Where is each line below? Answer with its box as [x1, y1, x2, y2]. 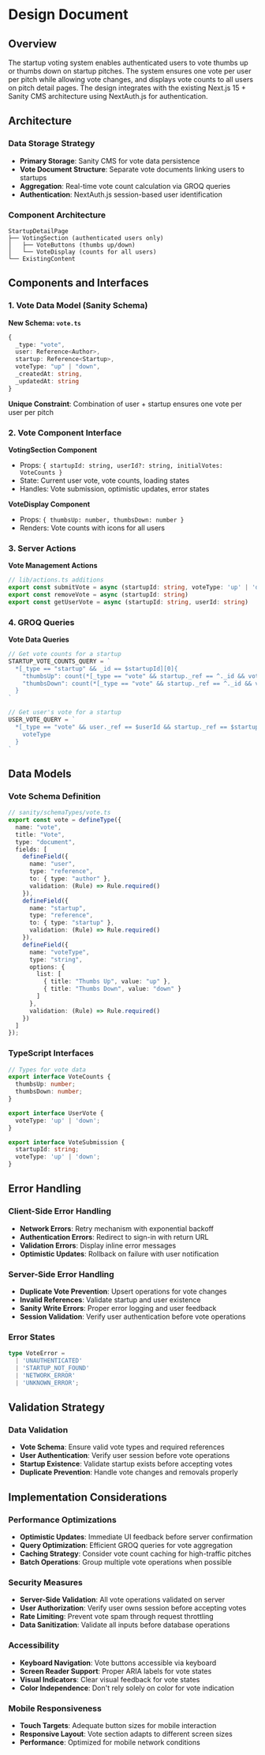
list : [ [36, 970, 62, 978]
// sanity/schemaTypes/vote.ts [8, 808, 111, 817]
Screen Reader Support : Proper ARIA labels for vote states [19, 1666, 212, 1676]
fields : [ [15, 845, 47, 853]
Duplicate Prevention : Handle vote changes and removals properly [19, 1467, 238, 1477]
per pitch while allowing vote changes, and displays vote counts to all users [8, 75, 254, 84]
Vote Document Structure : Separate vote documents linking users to [19, 164, 244, 174]
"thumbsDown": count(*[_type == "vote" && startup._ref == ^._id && [22, 680, 252, 687]
